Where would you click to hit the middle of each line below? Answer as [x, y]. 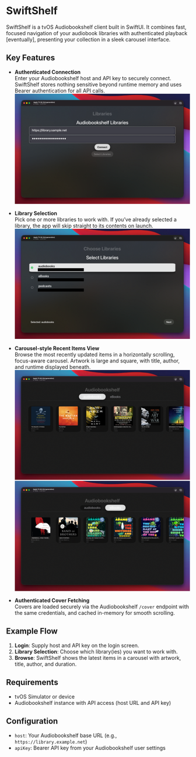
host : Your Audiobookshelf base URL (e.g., [66, 735]
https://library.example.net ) [51, 741]
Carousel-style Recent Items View [57, 348]
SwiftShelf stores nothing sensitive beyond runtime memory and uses [98, 84]
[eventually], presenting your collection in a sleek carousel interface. [88, 39]
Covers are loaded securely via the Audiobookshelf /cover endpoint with [102, 607]
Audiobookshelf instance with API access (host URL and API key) [93, 703]
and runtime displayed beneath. [52, 366]
